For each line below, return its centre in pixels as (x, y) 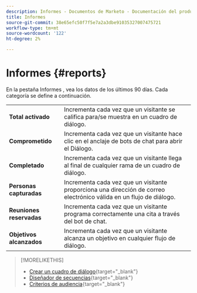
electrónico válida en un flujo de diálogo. (120, 197)
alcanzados (26, 242)
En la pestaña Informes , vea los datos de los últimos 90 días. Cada (87, 89)
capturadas (26, 193)
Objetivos (23, 234)
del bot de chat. (85, 221)
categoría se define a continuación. (49, 95)
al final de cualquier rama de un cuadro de (122, 165)
